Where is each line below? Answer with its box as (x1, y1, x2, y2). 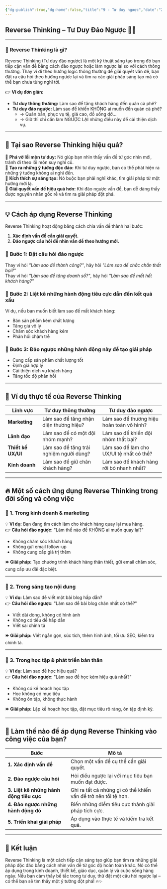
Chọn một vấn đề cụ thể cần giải (70, 758, 147, 765)
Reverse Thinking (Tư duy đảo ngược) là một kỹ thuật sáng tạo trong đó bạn (5, 58, 161, 64)
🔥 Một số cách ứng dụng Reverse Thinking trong (5, 487, 158, 495)
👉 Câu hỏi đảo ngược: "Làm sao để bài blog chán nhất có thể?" (5, 600, 138, 606)
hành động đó (7, 807, 41, 814)
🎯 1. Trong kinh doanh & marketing (5, 509, 89, 516)
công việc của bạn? (5, 735, 67, 743)
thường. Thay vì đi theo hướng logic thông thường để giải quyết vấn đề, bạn (5, 68, 160, 74)
